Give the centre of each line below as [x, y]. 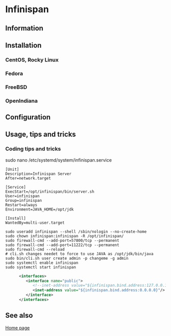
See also [19, 315]
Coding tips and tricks [33, 149]
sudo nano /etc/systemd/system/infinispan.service [59, 160]
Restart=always [21, 205]
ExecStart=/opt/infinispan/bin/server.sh [50, 192]
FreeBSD [16, 87]
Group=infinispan [24, 200]
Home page [18, 328]
